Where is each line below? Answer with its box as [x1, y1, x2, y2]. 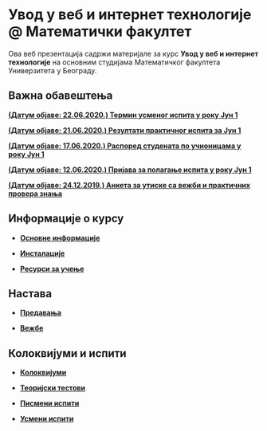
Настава [8, 287, 53, 300]
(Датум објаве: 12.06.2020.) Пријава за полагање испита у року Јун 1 [8, 165, 253, 174]
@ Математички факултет [8, 22, 192, 41]
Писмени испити [19, 398, 80, 408]
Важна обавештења [8, 89, 113, 103]
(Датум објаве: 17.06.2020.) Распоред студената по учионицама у [8, 141, 241, 151]
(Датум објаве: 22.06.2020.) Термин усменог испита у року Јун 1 [8, 110, 238, 120]
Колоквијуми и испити [8, 347, 127, 360]
